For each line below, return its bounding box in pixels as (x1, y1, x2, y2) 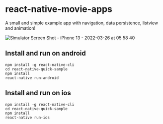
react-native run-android (5, 75, 59, 80)
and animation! (5, 25, 36, 31)
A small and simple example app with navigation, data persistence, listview (5, 20, 158, 26)
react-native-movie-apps (5, 3, 113, 15)
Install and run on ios (5, 89, 71, 97)
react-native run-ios (5, 115, 50, 120)
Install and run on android (5, 49, 86, 58)
